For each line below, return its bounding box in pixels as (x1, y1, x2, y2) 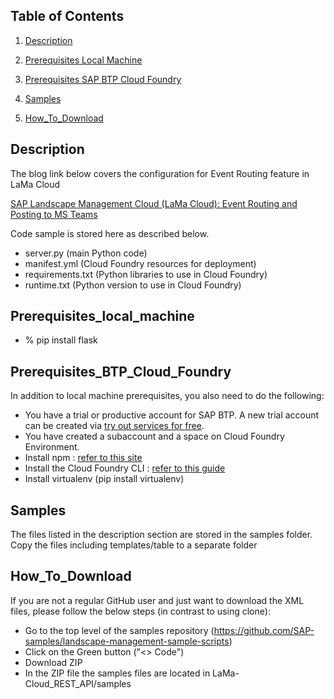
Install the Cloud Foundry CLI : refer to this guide (24, 462, 226, 474)
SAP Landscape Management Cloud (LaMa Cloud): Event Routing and (10, 197, 298, 209)
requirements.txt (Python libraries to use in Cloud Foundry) (24, 268, 268, 280)
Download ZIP (24, 656, 83, 668)
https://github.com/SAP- (213, 624, 315, 636)
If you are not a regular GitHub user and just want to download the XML (10, 594, 305, 606)
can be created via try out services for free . (24, 420, 205, 432)
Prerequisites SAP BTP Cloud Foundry (24, 73, 182, 85)
